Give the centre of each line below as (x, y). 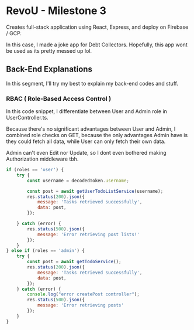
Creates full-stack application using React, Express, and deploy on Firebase (97, 27)
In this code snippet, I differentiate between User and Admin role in (87, 111)
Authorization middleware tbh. (42, 159)
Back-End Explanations (49, 69)
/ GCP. (14, 33)
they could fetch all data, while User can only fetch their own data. (86, 141)
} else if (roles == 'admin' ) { (45, 251)
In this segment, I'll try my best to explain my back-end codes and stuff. (92, 83)
